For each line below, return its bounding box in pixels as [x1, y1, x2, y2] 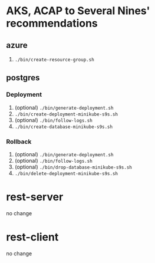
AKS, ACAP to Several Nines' [6, 4, 150, 18]
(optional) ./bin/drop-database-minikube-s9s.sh [14, 163, 133, 170]
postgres [6, 73, 40, 83]
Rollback [6, 137, 32, 146]
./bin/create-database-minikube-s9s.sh [14, 124, 113, 130]
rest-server [6, 190, 64, 204]
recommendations [6, 17, 98, 30]
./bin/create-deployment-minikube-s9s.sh [14, 111, 118, 117]
